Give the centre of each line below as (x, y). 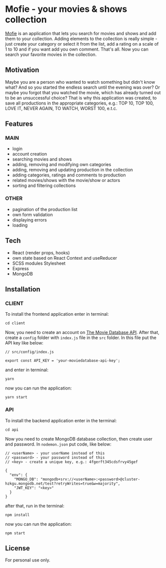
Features (19, 124)
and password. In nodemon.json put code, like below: (58, 444)
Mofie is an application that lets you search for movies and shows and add (81, 33)
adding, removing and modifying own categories (62, 165)
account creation (29, 154)
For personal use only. (28, 560)
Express (21, 268)
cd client (15, 323)
